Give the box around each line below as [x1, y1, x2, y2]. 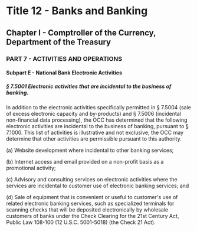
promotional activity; [6, 164, 56, 172]
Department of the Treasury [6, 37, 111, 47]
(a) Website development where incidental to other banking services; [6, 147, 174, 154]
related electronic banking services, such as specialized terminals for [6, 200, 175, 207]
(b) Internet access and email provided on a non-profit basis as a [6, 158, 164, 165]
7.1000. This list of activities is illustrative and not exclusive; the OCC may [6, 129, 184, 136]
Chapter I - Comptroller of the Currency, [6, 28, 156, 38]
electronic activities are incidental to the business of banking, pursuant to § [6, 123, 189, 130]
